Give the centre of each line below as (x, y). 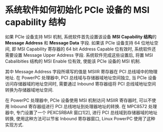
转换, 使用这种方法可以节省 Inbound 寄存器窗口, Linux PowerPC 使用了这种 (80, 118)
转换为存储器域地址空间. (29, 90)
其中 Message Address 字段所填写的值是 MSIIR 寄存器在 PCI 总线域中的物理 (81, 71)
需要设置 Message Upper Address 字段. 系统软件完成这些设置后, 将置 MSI (79, 55)
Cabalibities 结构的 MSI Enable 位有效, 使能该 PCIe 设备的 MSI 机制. (73, 61)
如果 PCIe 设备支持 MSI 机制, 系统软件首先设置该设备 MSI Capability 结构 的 (81, 37)
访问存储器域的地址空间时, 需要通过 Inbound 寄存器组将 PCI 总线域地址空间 (81, 84)
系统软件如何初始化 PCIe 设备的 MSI (77, 10)
